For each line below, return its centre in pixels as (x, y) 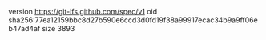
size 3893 (58, 28)
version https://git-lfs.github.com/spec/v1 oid (83, 12)
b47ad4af (24, 28)
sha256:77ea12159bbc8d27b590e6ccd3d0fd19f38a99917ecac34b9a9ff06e (133, 20)
